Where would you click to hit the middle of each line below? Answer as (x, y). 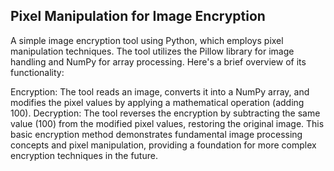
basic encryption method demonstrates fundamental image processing (156, 134)
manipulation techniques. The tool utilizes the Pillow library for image (152, 51)
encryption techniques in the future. (84, 155)
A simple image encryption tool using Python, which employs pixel (147, 40)
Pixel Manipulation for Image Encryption (138, 16)
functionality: (37, 72)
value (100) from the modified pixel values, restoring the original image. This (167, 123)
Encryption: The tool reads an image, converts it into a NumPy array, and (160, 91)
